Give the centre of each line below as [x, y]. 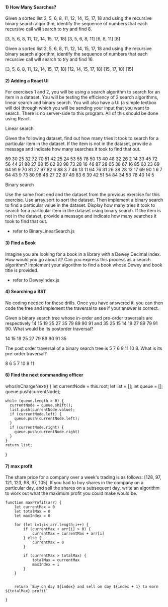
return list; [19, 445]
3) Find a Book [21, 243]
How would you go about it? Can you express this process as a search [78, 259]
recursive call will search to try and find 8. [49, 29]
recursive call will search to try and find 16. [50, 59]
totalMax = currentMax [56, 560]
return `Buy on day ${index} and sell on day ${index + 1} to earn [86, 587]
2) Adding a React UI [27, 80]
